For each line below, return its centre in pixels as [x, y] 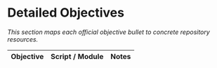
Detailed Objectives [66, 13]
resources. [23, 39]
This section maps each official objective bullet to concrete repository [109, 32]
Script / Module [77, 56]
